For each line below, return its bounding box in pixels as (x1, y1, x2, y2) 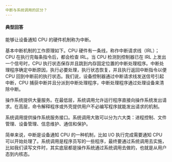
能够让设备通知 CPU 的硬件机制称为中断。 (5, 37, 94, 43)
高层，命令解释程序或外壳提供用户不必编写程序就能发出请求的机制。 (18, 103, 162, 110)
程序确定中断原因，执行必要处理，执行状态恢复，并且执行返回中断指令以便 (9, 66, 167, 73)
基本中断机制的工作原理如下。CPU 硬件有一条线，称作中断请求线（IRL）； (5, 47, 160, 53)
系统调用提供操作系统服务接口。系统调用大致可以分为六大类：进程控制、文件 (5, 114, 167, 120)
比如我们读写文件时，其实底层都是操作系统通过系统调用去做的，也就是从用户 (5, 145, 167, 151)
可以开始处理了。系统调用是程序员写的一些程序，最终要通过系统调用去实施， (5, 138, 167, 144)
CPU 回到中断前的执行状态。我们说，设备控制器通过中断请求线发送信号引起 (5, 73, 164, 79)
